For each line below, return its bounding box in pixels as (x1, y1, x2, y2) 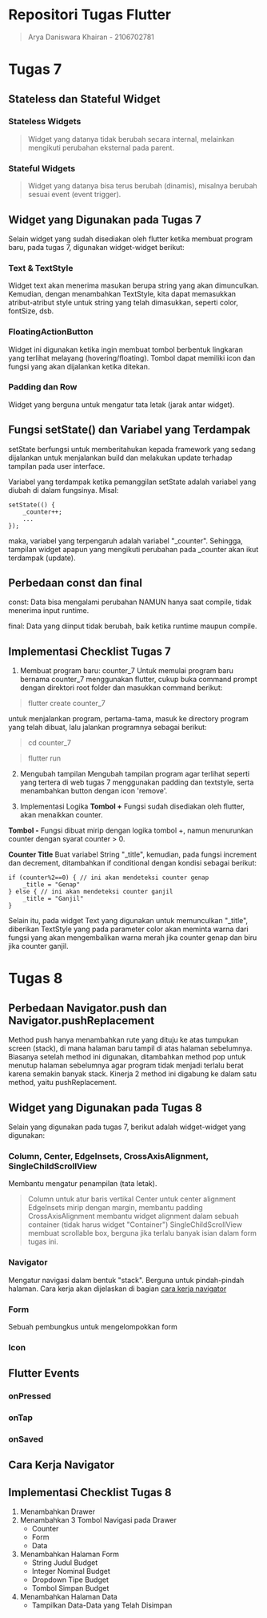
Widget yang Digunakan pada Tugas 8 (8, 1100, 202, 1115)
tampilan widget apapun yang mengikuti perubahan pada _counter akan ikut (8, 544, 259, 554)
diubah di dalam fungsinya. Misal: (8, 485, 119, 494)
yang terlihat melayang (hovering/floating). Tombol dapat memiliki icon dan (8, 353, 256, 362)
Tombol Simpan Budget (31, 1584, 110, 1593)
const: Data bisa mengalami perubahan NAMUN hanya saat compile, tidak (8, 597, 252, 607)
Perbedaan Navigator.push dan (8, 1001, 168, 1015)
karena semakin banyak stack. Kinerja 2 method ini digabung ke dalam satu (8, 1069, 257, 1079)
